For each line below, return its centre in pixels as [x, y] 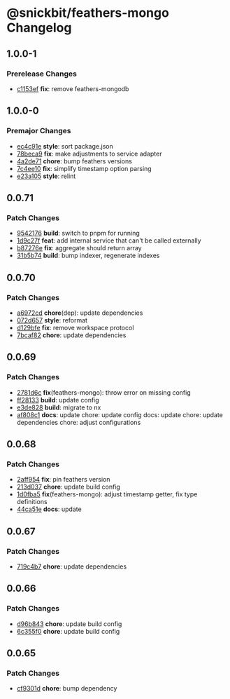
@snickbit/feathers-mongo [88, 13]
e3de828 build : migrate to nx [59, 407]
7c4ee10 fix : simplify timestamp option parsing [84, 168]
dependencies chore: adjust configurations [79, 422]
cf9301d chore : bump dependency [67, 688]
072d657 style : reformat [52, 320]
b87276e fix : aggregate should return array [79, 248]
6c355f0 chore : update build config [68, 631]
